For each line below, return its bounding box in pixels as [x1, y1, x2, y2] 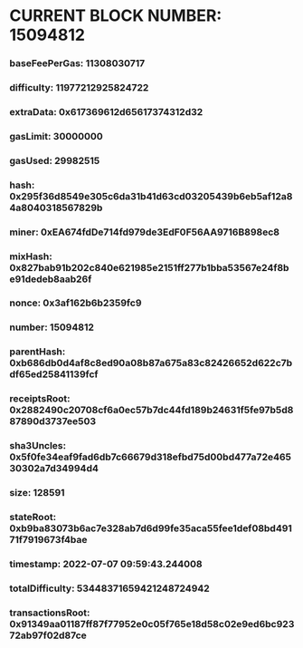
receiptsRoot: [9, 392, 71, 405]
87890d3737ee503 [9, 415, 97, 428]
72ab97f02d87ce [9, 629, 88, 642]
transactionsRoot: [9, 606, 90, 619]
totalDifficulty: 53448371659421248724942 [9, 582, 210, 595]
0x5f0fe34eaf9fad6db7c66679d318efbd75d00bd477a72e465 [9, 450, 292, 463]
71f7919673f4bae [9, 534, 88, 546]
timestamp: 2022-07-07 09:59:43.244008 [9, 557, 203, 570]
